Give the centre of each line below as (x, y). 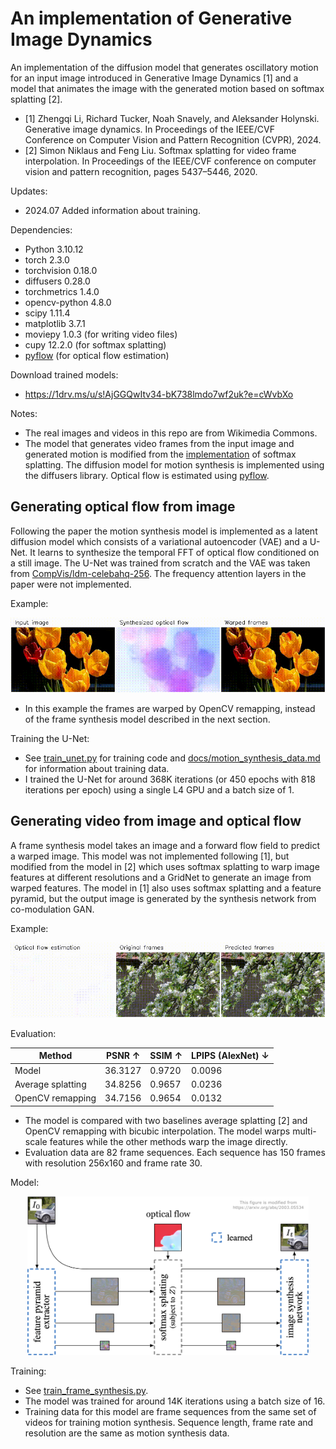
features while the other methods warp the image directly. (168, 1141)
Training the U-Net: (50, 738)
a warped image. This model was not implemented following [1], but (150, 856)
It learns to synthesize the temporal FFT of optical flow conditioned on (174, 552)
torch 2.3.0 (47, 259)
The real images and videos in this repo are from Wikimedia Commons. (171, 433)
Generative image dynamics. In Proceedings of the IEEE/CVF (149, 129)
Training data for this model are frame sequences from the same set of (170, 1412)
